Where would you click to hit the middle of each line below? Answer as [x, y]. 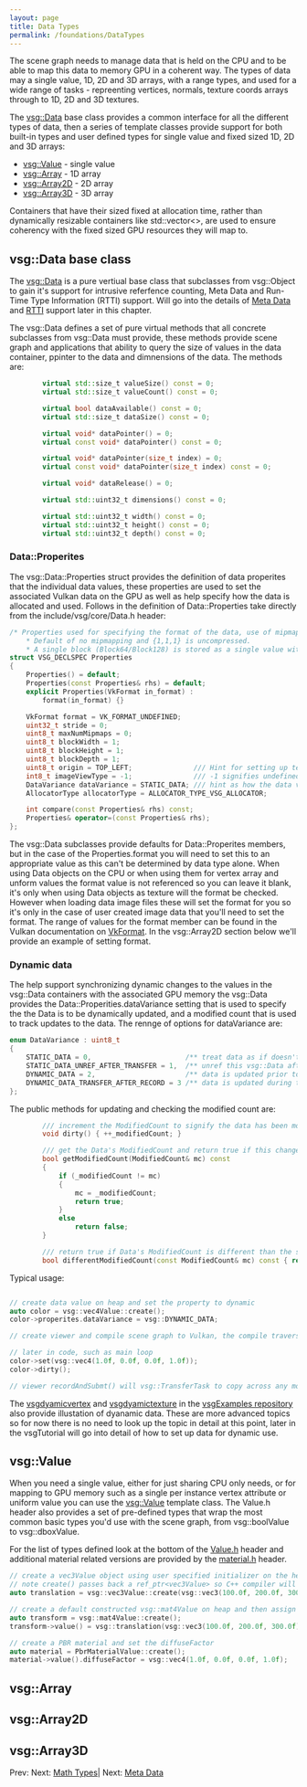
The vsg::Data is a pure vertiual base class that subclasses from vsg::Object [153, 281]
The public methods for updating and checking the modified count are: [143, 1109]
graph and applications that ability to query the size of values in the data [145, 347]
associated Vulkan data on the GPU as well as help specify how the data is [150, 596]
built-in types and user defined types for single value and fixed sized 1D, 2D [152, 137]
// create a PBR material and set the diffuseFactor [112, 1643]
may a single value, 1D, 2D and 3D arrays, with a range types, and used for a [153, 80]
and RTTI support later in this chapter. [81, 311]
